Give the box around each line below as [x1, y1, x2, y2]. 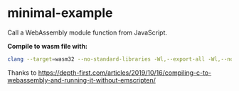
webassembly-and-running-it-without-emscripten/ [7, 75, 156, 84]
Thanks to [7, 68, 37, 77]
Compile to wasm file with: [7, 42, 87, 50]
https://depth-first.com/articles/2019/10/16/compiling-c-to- [38, 68, 212, 77]
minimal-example [7, 5, 113, 21]
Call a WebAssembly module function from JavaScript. [7, 28, 168, 37]
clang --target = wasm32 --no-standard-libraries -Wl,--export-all [7, 55, 205, 63]
